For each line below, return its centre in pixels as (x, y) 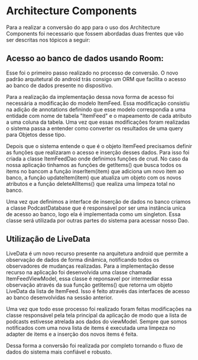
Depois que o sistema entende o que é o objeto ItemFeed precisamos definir (99, 146)
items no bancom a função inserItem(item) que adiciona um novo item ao (95, 171)
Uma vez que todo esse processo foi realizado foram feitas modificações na (99, 308)
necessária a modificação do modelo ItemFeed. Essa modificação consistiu (98, 103)
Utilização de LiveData (48, 239)
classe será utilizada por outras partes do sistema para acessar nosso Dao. (98, 220)
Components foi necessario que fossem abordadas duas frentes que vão (95, 33)
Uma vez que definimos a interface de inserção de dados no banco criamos (98, 201)
